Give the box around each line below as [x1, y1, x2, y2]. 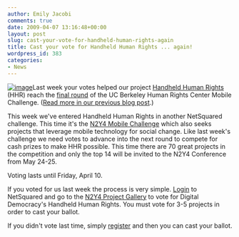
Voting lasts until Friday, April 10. [7, 171, 103, 179]
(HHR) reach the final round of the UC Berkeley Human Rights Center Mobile [7, 90, 232, 99]
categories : [7, 57, 43, 64]
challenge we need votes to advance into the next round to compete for [7, 135, 218, 143]
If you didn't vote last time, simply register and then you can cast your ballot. [7, 221, 233, 230]
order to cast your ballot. [7, 207, 80, 216]
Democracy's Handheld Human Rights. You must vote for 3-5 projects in [7, 200, 220, 209]
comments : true [7, 17, 53, 24]
